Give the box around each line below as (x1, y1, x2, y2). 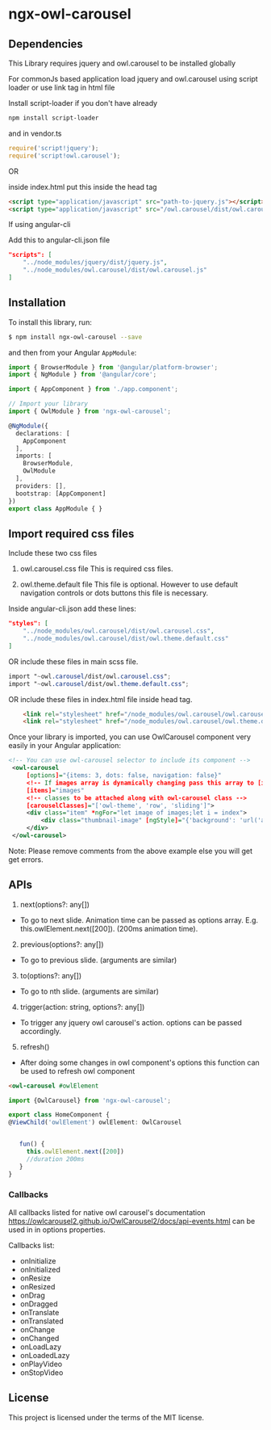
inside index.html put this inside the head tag (8, 182, 157, 191)
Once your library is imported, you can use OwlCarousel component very (8, 732, 252, 742)
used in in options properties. (8, 1225, 106, 1234)
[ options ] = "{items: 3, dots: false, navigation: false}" (26, 772, 222, 780)
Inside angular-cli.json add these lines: (8, 604, 137, 614)
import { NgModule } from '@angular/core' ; (8, 371, 157, 379)
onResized (19, 1281, 56, 1291)
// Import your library (8, 400, 89, 408)
